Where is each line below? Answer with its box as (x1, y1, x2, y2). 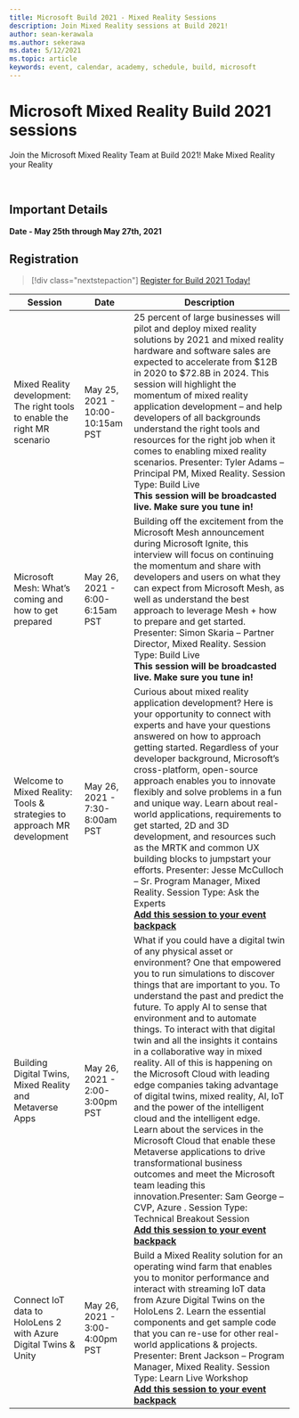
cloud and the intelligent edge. (133, 1112, 261, 1125)
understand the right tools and (133, 422, 261, 435)
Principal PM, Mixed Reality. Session (133, 467, 286, 479)
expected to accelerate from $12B (133, 356, 278, 368)
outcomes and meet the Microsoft (133, 1168, 276, 1181)
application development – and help (133, 400, 283, 413)
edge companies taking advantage (133, 1079, 279, 1092)
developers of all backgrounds (133, 412, 261, 424)
